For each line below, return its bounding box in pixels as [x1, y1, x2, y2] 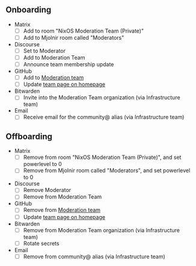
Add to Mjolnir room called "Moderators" [23, 34, 124, 41]
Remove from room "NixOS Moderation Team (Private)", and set [23, 153, 182, 161]
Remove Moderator [23, 187, 72, 194]
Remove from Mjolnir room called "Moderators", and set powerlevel [23, 167, 191, 174]
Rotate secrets [23, 240, 60, 247]
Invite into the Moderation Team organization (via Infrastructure [23, 94, 181, 101]
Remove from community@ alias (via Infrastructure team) [23, 253, 166, 260]
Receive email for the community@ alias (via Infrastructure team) [23, 114, 185, 121]
